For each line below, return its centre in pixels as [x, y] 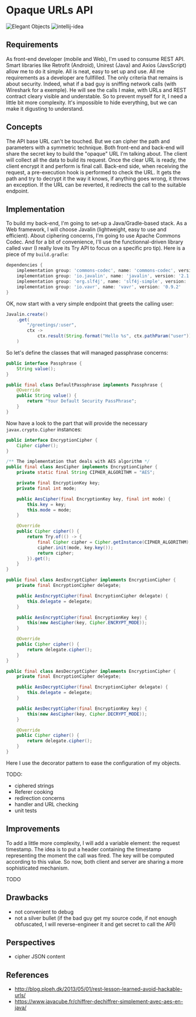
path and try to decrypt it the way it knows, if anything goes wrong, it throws [98, 178]
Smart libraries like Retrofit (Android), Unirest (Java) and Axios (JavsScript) [96, 65]
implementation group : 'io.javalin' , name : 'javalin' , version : [96, 276]
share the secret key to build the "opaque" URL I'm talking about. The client [97, 153]
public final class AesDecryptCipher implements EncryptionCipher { [91, 671]
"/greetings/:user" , [52, 325]
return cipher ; [56, 553]
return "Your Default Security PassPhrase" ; [82, 401]
